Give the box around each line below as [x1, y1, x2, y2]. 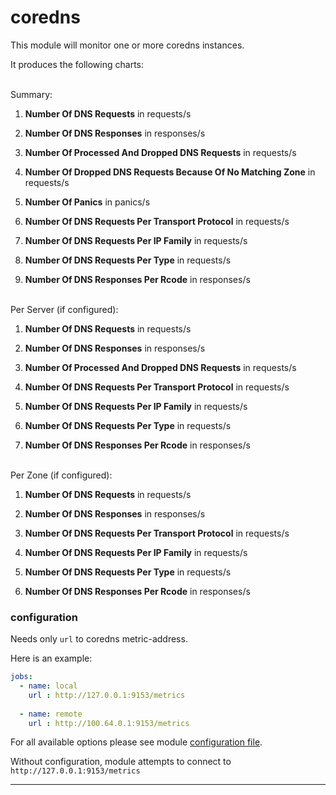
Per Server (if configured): [10, 303, 119, 315]
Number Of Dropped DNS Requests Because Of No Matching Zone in [24, 166, 316, 178]
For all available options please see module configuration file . [10, 736, 263, 748]
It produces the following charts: [10, 58, 145, 70]
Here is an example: [10, 652, 93, 665]
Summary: [10, 88, 53, 100]
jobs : [10, 672, 33, 682]
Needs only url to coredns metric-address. [10, 633, 188, 645]
